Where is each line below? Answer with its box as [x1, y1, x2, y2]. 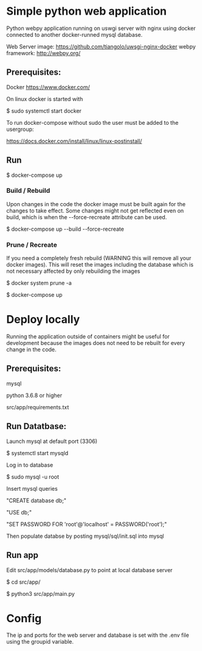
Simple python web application [6, 4, 167, 18]
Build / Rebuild [6, 187, 51, 195]
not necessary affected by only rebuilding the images [6, 267, 140, 275]
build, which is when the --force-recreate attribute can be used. [6, 213, 167, 221]
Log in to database [6, 461, 54, 469]
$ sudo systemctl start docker [6, 107, 82, 114]
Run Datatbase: [6, 421, 67, 432]
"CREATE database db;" [6, 497, 67, 504]
